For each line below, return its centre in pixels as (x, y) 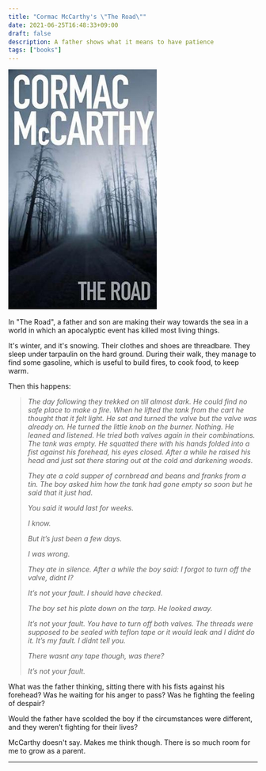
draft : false (30, 33)
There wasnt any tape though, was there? (96, 656)
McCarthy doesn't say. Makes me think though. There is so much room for (129, 743)
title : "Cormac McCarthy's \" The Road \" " (78, 17)
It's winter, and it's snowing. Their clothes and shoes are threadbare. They (129, 346)
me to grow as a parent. (47, 751)
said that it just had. (60, 493)
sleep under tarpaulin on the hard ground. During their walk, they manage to (132, 354)
